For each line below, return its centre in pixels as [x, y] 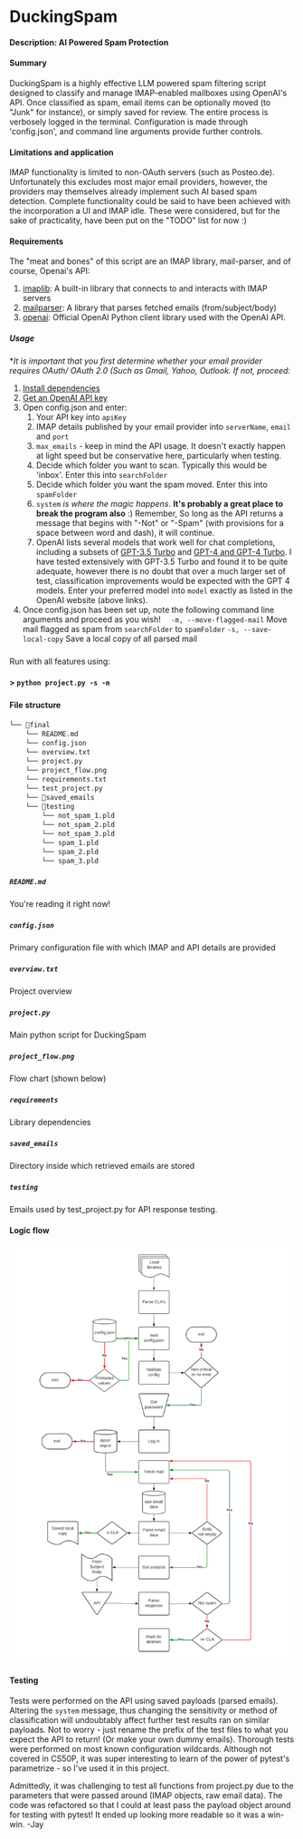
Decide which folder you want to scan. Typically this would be [151, 465]
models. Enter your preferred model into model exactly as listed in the [164, 590]
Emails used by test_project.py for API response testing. [114, 1210]
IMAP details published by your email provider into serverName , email [163, 427]
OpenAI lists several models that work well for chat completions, [156, 542]
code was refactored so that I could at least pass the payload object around [150, 1805]
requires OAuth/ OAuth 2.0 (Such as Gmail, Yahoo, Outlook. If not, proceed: [150, 371]
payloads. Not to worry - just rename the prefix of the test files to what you [149, 1729]
